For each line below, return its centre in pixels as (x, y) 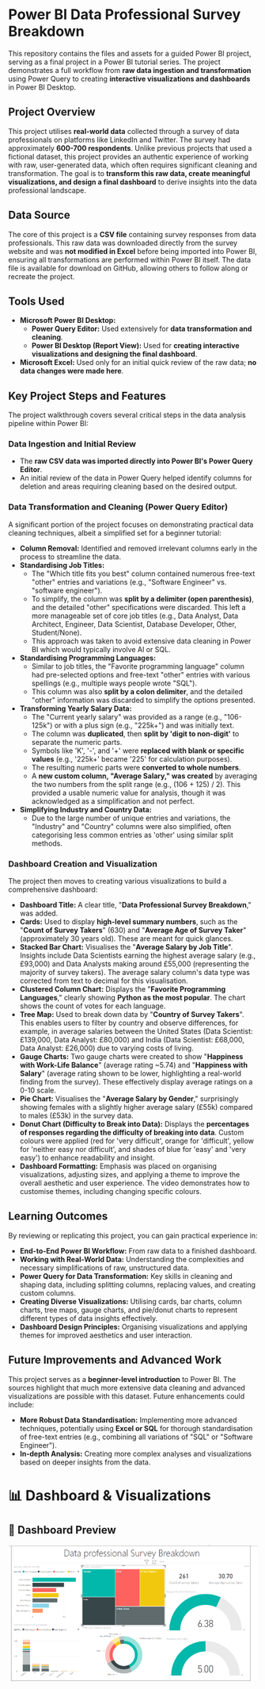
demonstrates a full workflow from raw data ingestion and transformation (130, 70)
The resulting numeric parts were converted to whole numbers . (136, 767)
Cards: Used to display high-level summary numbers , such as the (129, 922)
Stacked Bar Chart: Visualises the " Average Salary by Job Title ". (126, 947)
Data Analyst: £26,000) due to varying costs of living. (106, 1048)
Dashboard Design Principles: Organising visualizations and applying (133, 1326)
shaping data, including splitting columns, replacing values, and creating (137, 1284)
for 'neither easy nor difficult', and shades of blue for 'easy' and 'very (133, 1150)
